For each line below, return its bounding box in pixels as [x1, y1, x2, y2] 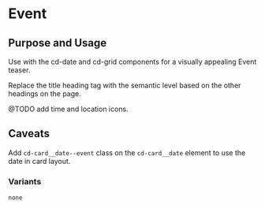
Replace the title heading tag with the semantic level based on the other [8, 80, 241, 90]
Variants [8, 176, 42, 187]
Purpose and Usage [8, 36, 107, 50]
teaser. [8, 65, 31, 75]
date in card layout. [8, 156, 71, 165]
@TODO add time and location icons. [8, 104, 129, 113]
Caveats [8, 127, 50, 140]
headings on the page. [8, 89, 81, 98]
